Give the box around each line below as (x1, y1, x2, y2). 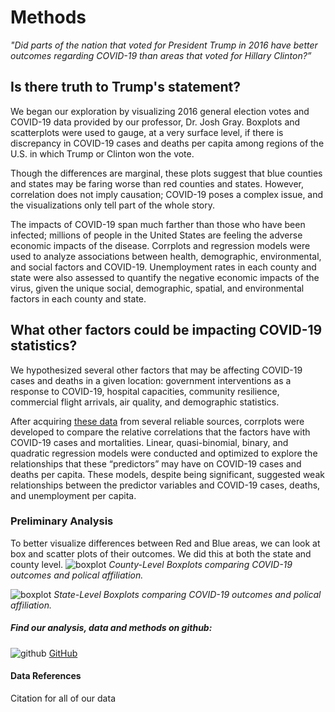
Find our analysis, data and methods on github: (10, 622, 213, 634)
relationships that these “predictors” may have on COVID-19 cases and (10, 457, 302, 470)
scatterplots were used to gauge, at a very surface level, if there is (10, 126, 284, 138)
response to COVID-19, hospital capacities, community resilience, (10, 385, 280, 397)
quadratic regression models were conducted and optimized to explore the (10, 447, 318, 459)
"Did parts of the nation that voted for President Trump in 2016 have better (10, 39, 318, 51)
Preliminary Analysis (10, 514, 114, 528)
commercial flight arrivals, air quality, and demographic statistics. (10, 396, 280, 408)
